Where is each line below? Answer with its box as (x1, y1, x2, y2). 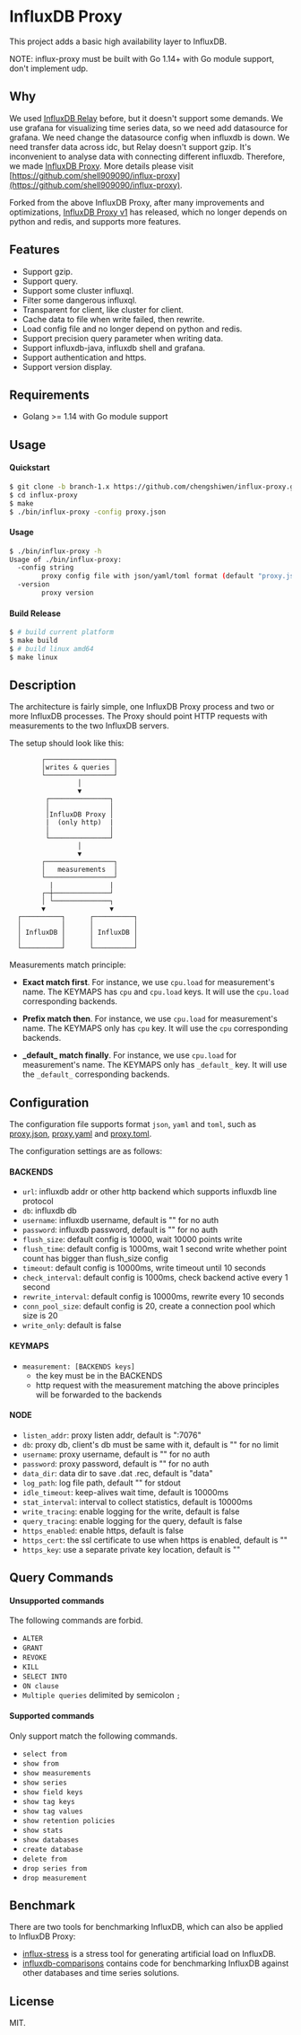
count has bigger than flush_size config (21, 1253, 168, 1264)
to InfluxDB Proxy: (9, 1931, 76, 1942)
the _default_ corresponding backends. (21, 1069, 170, 1079)
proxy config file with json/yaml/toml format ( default (41, 572, 254, 581)
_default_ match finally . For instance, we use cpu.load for (21, 1050, 237, 1061)
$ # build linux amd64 (9, 644, 94, 653)
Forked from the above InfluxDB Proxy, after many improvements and (9, 197, 264, 207)
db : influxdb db (21, 1205, 78, 1216)
